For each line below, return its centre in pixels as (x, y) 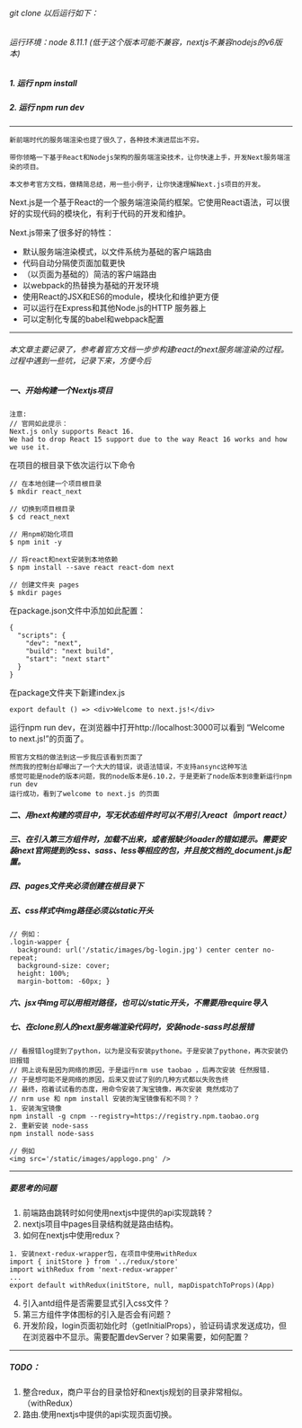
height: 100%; (44, 974)
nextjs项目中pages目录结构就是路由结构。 (100, 1224)
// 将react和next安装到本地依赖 (64, 560)
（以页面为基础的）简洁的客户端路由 (89, 274)
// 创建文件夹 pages (44, 585)
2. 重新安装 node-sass (49, 1126)
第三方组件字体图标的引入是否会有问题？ (97, 1314)
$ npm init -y (36, 543)
